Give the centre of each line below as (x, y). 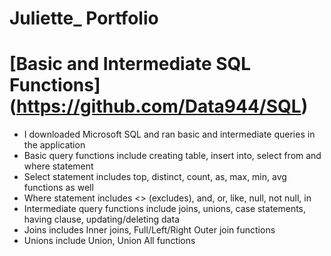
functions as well (58, 188)
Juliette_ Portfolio (84, 18)
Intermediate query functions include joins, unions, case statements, (165, 209)
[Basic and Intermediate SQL (130, 64)
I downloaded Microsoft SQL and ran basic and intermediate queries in (169, 134)
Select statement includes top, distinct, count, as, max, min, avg (155, 177)
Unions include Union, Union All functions (109, 241)
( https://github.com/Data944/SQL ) (159, 106)
